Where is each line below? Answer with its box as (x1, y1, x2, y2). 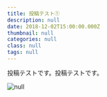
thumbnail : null (7, 29, 54, 37)
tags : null (7, 49, 39, 56)
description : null (7, 17, 60, 24)
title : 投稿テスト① (7, 10, 60, 17)
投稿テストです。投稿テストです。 (7, 69, 104, 77)
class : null (7, 42, 41, 49)
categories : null (7, 36, 57, 43)
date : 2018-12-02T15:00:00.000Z (7, 23, 100, 30)
